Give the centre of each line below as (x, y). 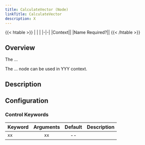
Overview (20, 47)
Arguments (47, 127)
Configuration (27, 100)
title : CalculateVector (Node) (37, 9)
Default (73, 127)
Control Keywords (27, 114)
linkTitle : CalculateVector (34, 14)
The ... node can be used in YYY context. (46, 69)
